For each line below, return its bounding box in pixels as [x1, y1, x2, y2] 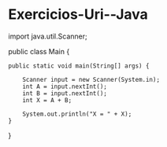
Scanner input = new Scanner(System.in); [22, 75, 160, 83]
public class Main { [8, 46, 70, 56]
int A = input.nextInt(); [22, 83, 108, 90]
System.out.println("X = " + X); [22, 110, 132, 118]
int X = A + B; [22, 96, 72, 104]
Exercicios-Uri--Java [8, 6, 148, 24]
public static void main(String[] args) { [8, 61, 150, 70]
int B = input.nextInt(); [22, 89, 108, 97]
